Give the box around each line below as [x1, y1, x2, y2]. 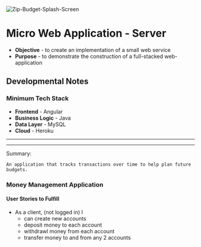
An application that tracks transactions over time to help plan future [6, 161, 191, 167]
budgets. [6, 166, 28, 173]
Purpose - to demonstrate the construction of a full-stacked [14, 53, 163, 60]
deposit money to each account [23, 221, 102, 228]
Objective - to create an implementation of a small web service [14, 46, 171, 53]
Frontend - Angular [14, 108, 63, 115]
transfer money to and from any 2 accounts [23, 234, 131, 241]
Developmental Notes [6, 77, 89, 87]
